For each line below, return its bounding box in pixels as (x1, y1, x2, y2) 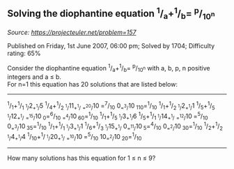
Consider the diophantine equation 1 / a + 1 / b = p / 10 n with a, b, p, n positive (7, 63, 210, 74)
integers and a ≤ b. (7, 73, 61, 81)
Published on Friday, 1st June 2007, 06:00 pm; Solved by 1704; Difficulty (7, 42, 215, 50)
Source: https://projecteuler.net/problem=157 (7, 28, 136, 36)
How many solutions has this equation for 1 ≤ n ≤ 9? (7, 154, 156, 163)
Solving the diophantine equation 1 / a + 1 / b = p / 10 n (7, 6, 215, 22)
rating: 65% (7, 49, 41, 57)
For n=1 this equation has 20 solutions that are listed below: (7, 80, 178, 89)
